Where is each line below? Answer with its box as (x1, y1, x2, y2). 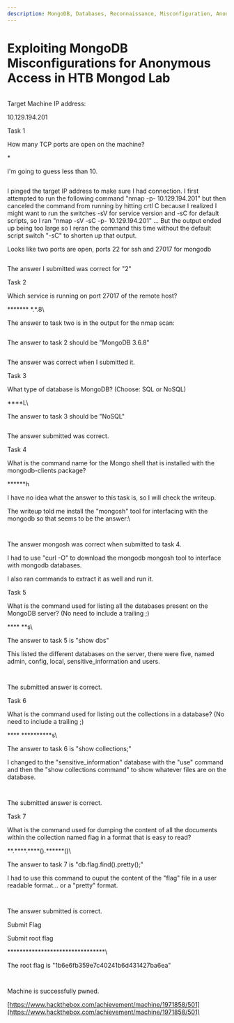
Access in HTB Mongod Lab (7, 70, 171, 86)
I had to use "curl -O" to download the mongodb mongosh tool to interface (7, 553, 221, 562)
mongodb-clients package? (7, 466, 86, 474)
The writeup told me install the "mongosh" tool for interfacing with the (7, 507, 208, 515)
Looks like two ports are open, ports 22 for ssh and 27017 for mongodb (7, 245, 212, 253)
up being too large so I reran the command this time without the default (7, 224, 212, 232)
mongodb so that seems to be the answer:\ (7, 514, 131, 523)
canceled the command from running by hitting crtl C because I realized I (7, 201, 217, 210)
